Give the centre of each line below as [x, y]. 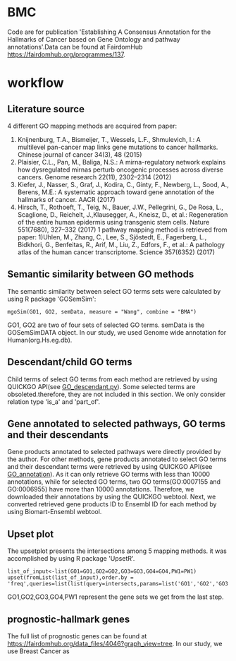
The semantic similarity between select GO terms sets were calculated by [114, 291]
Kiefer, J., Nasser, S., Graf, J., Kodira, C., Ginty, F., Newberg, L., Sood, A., [123, 184]
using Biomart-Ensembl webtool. [55, 512]
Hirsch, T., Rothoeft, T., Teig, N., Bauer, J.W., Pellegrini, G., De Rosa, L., [120, 207]
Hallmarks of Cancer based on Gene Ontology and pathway [94, 39]
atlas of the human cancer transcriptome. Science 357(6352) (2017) [116, 252]
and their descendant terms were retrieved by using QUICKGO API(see [110, 467]
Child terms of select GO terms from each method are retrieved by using [112, 379]
